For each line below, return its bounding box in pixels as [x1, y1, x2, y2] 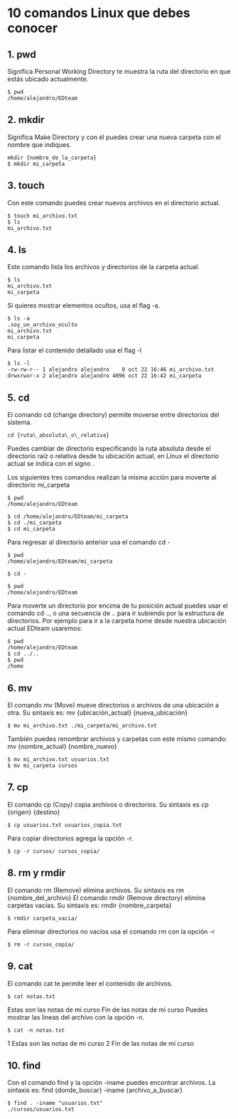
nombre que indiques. [7, 140, 72, 148]
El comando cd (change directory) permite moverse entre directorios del [7, 411, 220, 419]
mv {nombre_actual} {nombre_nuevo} [7, 742, 117, 751]
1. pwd [7, 48, 37, 60]
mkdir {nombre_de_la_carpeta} [7, 154, 97, 161]
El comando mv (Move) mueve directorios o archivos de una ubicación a [7, 701, 219, 710]
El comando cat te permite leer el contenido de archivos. [7, 979, 173, 988]
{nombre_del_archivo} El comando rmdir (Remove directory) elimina [7, 893, 206, 902]
